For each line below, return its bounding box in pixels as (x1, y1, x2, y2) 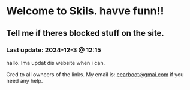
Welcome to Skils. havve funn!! (6, 4, 164, 18)
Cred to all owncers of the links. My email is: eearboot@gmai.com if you (6, 70, 184, 78)
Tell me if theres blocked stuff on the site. (6, 28, 165, 38)
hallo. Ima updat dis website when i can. (6, 59, 105, 66)
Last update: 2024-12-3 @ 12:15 (6, 46, 102, 54)
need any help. (6, 77, 43, 84)
